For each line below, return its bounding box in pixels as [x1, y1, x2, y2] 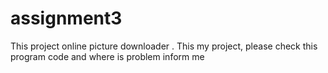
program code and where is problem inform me [10, 50, 205, 62]
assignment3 [10, 7, 123, 30]
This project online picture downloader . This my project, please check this [10, 40, 318, 52]
